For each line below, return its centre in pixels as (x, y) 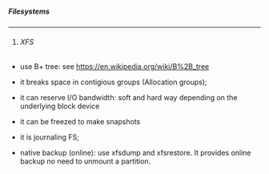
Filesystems (29, 11)
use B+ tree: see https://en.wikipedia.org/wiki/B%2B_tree (114, 67)
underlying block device (60, 106)
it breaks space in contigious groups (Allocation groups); (114, 82)
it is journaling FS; (50, 137)
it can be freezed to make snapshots (80, 122)
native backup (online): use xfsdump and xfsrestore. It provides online (135, 153)
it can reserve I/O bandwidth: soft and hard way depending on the (128, 98)
